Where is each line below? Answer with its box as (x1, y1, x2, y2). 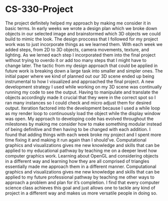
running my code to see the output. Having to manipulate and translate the (5, 89, 158, 95)
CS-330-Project (5, 3, 73, 15)
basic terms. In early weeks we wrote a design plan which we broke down (5, 25, 157, 31)
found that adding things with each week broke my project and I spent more (5, 131, 161, 137)
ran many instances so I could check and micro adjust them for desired (5, 99, 151, 105)
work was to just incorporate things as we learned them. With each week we (5, 41, 162, 47)
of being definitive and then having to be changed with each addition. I (5, 126, 151, 132)
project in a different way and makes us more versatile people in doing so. (5, 190, 157, 196)
